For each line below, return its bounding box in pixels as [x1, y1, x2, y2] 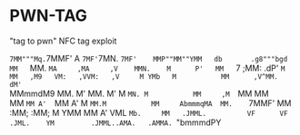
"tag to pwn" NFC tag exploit [9, 35, 117, 46]
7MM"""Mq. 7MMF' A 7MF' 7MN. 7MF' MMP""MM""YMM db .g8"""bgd [9, 53, 288, 63]
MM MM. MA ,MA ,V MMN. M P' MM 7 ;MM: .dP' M [9, 63, 285, 73]
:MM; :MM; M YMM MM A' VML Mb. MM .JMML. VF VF [9, 107, 288, 118]
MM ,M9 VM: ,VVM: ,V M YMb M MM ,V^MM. [9, 72, 279, 82]
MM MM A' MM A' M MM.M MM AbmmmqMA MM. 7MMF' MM [9, 97, 292, 109]
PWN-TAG [9, 5, 88, 26]
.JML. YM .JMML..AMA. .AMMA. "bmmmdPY [9, 117, 222, 128]
